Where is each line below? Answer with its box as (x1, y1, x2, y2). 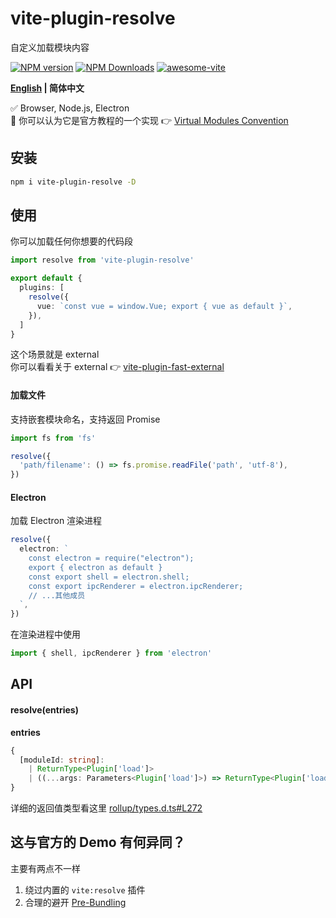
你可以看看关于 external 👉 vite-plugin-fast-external (10, 361, 225, 373)
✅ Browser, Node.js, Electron (10, 102, 130, 114)
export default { (10, 273, 83, 284)
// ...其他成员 (28, 590, 86, 601)
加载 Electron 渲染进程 (10, 515, 103, 527)
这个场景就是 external (10, 348, 100, 361)
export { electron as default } (28, 562, 163, 572)
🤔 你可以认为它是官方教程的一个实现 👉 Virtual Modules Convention (10, 114, 289, 126)
